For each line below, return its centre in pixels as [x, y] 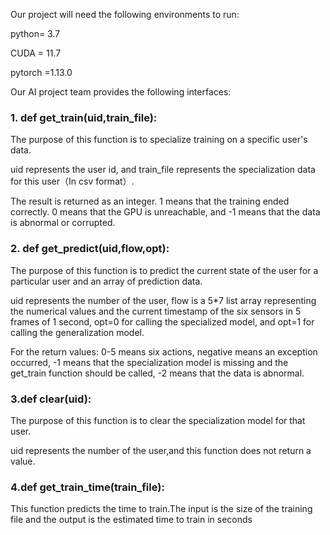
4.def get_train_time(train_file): [87, 487]
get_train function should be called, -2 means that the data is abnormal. [157, 373]
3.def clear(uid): [51, 399]
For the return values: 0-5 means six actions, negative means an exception [164, 351]
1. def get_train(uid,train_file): [84, 117]
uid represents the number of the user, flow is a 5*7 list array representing [163, 300]
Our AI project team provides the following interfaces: [121, 92]
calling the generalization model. [77, 332]
